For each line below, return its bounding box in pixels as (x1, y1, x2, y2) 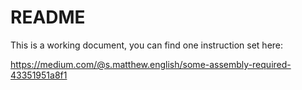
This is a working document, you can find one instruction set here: (10, 39, 284, 51)
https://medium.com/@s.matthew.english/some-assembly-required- (10, 58, 292, 70)
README (10, 6, 86, 29)
